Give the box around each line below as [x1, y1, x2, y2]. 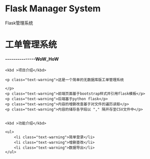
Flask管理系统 [5, 20, 33, 26]
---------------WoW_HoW [5, 56, 59, 62]
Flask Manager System [5, 3, 101, 14]
